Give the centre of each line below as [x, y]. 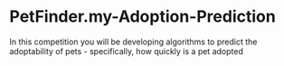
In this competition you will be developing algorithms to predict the [133, 42]
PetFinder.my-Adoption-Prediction [142, 17]
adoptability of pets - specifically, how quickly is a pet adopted [127, 51]
